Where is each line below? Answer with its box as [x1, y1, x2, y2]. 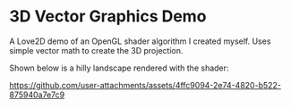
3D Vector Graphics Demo [9, 6, 207, 27]
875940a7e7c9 [9, 89, 65, 100]
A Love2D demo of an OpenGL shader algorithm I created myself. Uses [9, 36, 271, 46]
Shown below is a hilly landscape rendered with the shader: [9, 62, 229, 73]
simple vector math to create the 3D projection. [9, 45, 184, 55]
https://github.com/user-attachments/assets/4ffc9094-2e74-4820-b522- [9, 79, 282, 90]
